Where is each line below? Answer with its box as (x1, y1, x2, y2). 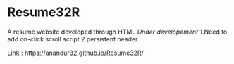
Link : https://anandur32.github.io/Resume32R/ (7, 49, 144, 57)
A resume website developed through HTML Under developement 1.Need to (7, 27, 228, 36)
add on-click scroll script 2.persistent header (7, 34, 138, 43)
